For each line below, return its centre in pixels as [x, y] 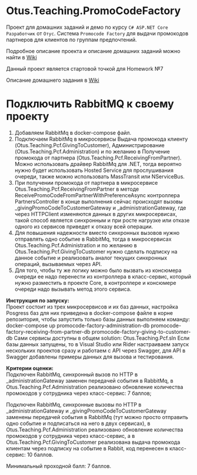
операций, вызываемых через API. [58, 264]
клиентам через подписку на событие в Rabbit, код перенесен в [87, 448]
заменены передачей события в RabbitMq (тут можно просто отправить [97, 417]
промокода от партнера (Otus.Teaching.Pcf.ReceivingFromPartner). [98, 158]
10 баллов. [40, 454]
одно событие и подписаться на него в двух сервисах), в [78, 423]
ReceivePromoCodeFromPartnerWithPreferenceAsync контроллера [97, 195]
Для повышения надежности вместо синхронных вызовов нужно [97, 232]
